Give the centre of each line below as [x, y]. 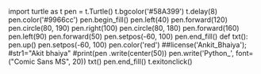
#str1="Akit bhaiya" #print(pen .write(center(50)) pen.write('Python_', [121, 53]
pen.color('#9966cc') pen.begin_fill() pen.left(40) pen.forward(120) [118, 20]
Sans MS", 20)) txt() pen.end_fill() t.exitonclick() [115, 61]
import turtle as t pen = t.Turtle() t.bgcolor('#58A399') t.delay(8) [113, 11]
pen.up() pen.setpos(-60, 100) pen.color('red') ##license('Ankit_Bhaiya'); [128, 45]
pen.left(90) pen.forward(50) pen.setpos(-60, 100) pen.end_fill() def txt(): [128, 36]
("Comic [22, 61]
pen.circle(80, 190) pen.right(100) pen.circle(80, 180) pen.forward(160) [124, 28]
